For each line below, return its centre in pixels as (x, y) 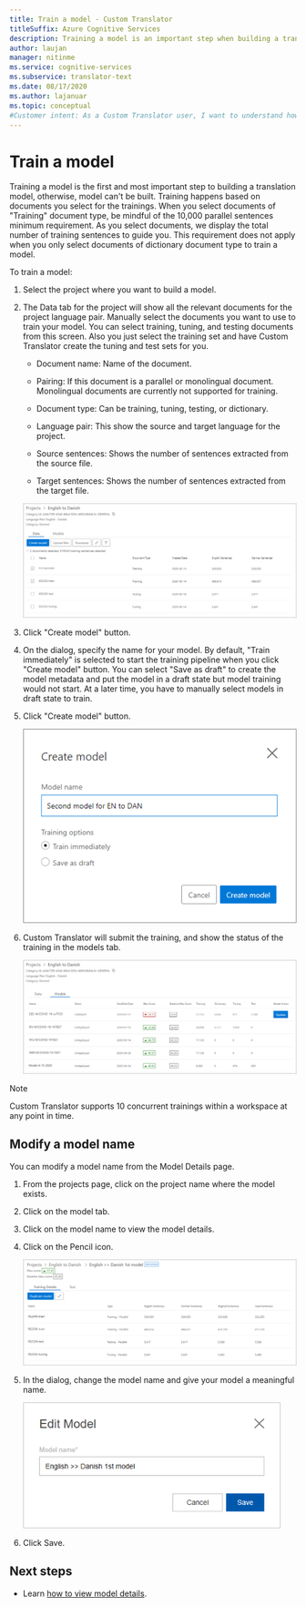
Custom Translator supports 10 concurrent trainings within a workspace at (148, 1106)
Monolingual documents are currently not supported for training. (157, 391)
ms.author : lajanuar (49, 96)
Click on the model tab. (66, 1211)
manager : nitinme (42, 58)
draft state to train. (57, 698)
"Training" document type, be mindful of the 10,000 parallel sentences (142, 216)
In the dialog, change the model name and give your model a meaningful (158, 1379)
